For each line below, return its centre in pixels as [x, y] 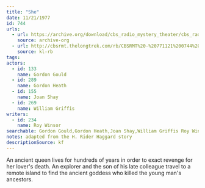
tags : [13, 57]
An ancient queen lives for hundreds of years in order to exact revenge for [100, 160]
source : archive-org [43, 40]
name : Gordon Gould [42, 74]
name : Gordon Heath [42, 86]
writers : [17, 114]
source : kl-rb [35, 52]
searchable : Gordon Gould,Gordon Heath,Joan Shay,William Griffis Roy [98, 131]
